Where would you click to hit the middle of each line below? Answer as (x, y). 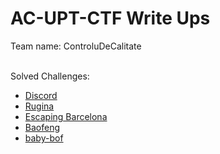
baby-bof (44, 138)
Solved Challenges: (50, 76)
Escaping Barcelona (66, 116)
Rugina (39, 106)
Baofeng (42, 127)
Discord (41, 95)
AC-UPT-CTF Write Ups (110, 18)
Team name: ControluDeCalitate (76, 46)
